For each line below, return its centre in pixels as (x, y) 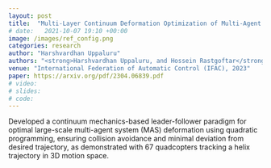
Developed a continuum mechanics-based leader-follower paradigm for (127, 121)
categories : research (45, 46)
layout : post (30, 16)
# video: (23, 83)
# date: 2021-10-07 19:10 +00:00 (68, 31)
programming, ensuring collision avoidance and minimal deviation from (126, 139)
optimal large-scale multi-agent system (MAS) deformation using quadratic (133, 130)
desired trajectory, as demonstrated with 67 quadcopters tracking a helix (129, 147)
